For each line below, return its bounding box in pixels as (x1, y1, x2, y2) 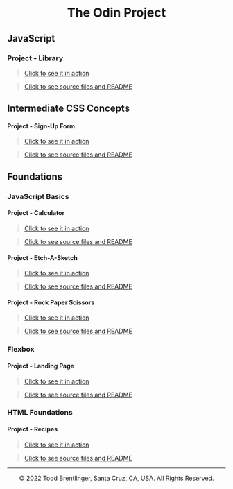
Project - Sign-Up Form (7, 121, 76, 130)
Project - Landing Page (7, 361, 75, 370)
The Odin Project (67, 5, 166, 21)
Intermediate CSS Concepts (7, 103, 130, 114)
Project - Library (7, 53, 64, 63)
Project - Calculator (7, 209, 65, 217)
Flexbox (7, 345, 35, 354)
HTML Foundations (7, 408, 73, 418)
